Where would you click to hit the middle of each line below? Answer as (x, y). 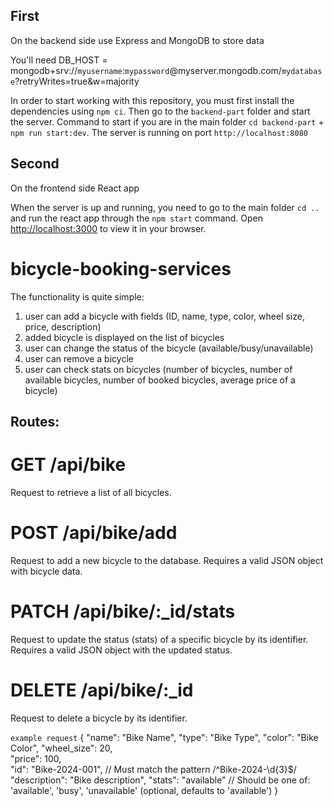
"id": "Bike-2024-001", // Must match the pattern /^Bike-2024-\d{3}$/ (153, 769)
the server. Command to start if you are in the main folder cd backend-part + (167, 121)
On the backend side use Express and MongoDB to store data (137, 40)
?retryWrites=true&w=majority (77, 81)
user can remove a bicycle (79, 358)
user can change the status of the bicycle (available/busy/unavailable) (169, 348)
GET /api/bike (68, 465)
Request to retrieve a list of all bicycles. (91, 492)
